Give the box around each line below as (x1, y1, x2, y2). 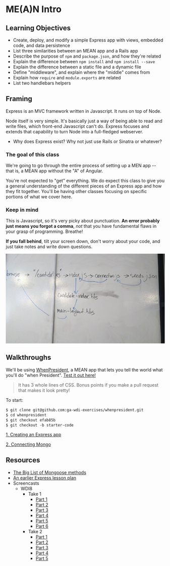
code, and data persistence (13, 42, 70, 49)
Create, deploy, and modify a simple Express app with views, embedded (13, 37, 163, 43)
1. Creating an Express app (6, 431, 62, 438)
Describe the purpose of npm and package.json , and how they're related (13, 53, 161, 59)
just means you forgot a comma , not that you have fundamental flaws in (6, 223, 157, 229)
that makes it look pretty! (18, 387, 70, 393)
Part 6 (35, 523, 48, 529)
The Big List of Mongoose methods (13, 469, 86, 476)
